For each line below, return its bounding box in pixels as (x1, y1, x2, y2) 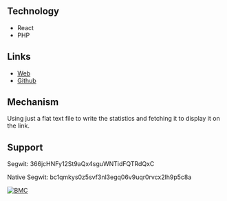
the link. (7, 121, 30, 130)
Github (17, 76, 36, 84)
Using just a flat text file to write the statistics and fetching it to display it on (7, 115, 220, 123)
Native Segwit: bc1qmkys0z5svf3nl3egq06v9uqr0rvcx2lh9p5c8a (7, 173, 192, 181)
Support (7, 141, 43, 153)
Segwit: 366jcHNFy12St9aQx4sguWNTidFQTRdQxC (7, 160, 155, 168)
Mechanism (7, 96, 59, 108)
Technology (7, 5, 60, 17)
